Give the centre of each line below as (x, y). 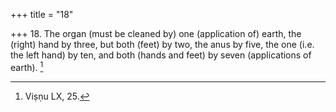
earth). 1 (27, 66)
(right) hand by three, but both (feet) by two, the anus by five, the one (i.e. (162, 44)
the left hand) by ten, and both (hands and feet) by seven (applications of (161, 55)
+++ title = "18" (42, 14)
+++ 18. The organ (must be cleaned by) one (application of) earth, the (156, 33)
